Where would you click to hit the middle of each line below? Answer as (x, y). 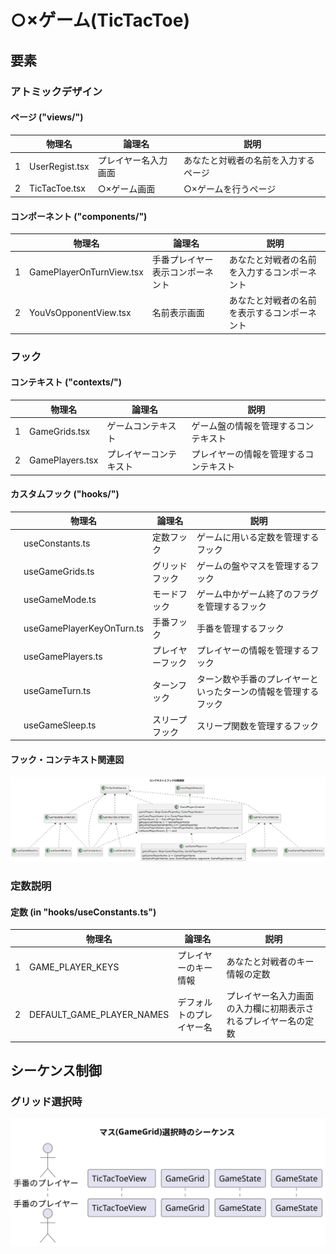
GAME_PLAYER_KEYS (74, 967)
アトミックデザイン (56, 91)
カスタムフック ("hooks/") (65, 494)
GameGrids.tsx (60, 432)
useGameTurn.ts (57, 691)
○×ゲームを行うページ (230, 188)
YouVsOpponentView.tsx (80, 312)
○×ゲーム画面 (126, 188)
